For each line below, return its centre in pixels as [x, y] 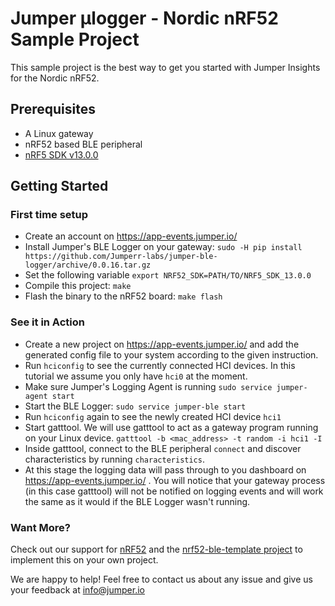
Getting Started [59, 186]
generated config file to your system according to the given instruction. [171, 354]
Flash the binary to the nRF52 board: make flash [123, 296]
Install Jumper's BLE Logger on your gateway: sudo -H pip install [163, 247]
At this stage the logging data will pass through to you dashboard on [165, 469]
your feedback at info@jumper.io [77, 590]
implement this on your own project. [84, 560]
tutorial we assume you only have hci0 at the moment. [136, 376]
